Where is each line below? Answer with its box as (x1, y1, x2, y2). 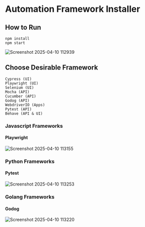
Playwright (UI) (5, 80, 38, 86)
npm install (5, 36, 30, 41)
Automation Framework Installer (5, 3, 141, 15)
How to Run (5, 23, 41, 32)
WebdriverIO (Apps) (5, 102, 45, 107)
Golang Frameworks (5, 193, 55, 200)
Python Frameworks (5, 158, 55, 165)
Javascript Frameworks (5, 122, 63, 129)
